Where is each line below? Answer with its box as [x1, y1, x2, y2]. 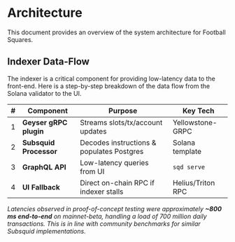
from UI [80, 166, 105, 176]
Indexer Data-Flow [7, 56, 90, 68]
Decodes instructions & [80, 138, 157, 148]
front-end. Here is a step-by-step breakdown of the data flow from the [7, 82, 211, 90]
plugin [22, 126, 44, 136]
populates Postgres [80, 146, 144, 156]
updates [80, 126, 107, 136]
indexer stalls [80, 187, 124, 197]
